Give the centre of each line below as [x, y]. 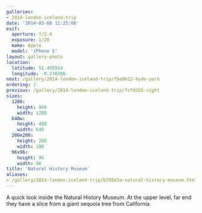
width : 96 [29, 164]
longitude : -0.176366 [39, 74]
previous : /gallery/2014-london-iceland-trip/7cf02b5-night [83, 91]
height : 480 [32, 124]
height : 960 [32, 107]
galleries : [20, 12]
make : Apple [27, 46]
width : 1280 [32, 113]
